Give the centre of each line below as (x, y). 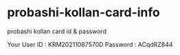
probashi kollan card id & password (57, 31)
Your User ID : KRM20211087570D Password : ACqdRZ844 (90, 44)
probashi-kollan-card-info (83, 13)
